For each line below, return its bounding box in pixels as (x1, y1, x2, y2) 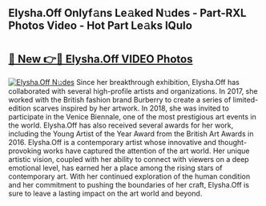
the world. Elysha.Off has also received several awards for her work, (8, 120, 234, 130)
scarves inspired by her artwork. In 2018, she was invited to (32, 103, 230, 113)
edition (8, 103, 31, 113)
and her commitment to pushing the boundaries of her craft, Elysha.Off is (8, 180, 250, 189)
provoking (8, 146, 42, 156)
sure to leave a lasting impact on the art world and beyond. (8, 188, 203, 198)
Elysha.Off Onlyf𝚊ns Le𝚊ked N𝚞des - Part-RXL (8, 6, 247, 20)
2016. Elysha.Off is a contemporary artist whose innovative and (8, 138, 216, 147)
